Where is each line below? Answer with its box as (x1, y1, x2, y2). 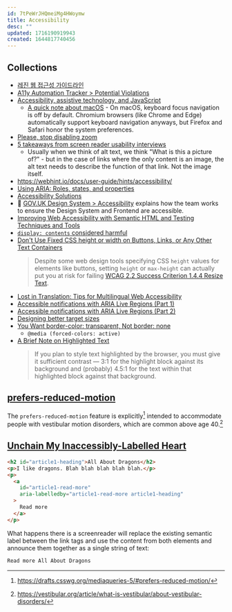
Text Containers (17, 243, 63, 252)
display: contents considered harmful (17, 228, 128, 236)
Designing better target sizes (17, 314, 100, 322)
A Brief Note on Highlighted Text (17, 336, 110, 344)
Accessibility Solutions (17, 191, 82, 200)
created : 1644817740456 (7, 36, 76, 43)
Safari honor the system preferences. (27, 125, 134, 134)
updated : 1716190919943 (7, 29, 76, 37)
